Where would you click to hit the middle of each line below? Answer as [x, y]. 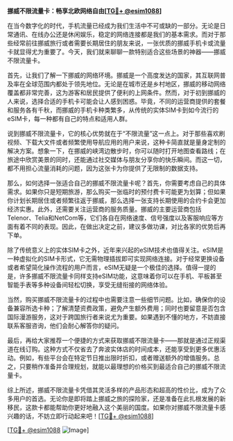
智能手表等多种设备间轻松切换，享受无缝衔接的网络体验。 [89, 285]
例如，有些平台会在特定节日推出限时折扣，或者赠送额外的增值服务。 [116, 358]
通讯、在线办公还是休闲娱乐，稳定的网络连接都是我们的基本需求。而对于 [116, 34]
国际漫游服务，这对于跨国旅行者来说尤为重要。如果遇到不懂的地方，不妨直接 [116, 317]
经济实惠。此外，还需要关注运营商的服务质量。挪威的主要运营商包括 [104, 209]
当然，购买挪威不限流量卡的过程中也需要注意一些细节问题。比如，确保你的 [113, 299]
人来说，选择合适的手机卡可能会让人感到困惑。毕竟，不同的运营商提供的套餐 [116, 101]
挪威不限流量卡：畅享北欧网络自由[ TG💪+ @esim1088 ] [85, 11]
